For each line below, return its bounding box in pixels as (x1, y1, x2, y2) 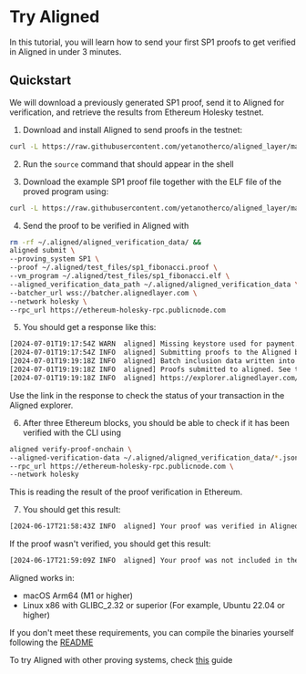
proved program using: (22, 185, 109, 197)
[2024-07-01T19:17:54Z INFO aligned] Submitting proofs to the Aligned (9, 348, 291, 358)
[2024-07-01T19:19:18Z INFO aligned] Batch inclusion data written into (9, 357, 296, 366)
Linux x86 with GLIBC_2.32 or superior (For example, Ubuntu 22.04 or (22, 600, 285, 610)
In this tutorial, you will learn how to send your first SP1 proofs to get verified (9, 36, 296, 47)
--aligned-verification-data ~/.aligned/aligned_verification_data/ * (9, 453, 280, 462)
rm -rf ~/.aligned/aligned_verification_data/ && (9, 237, 202, 247)
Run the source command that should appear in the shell (22, 158, 234, 170)
